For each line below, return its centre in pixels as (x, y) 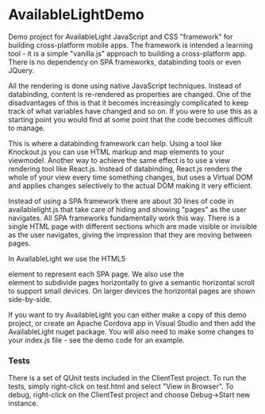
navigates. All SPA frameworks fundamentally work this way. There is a (124, 218)
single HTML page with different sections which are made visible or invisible (133, 226)
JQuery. (21, 70)
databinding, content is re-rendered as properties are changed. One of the (130, 94)
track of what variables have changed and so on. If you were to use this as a (133, 111)
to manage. (27, 128)
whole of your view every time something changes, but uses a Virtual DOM (131, 177)
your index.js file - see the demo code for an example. (96, 340)
